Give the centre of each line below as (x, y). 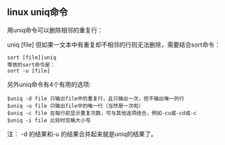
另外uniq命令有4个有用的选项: (49, 84)
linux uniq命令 (38, 12)
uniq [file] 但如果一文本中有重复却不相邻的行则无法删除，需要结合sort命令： (114, 44)
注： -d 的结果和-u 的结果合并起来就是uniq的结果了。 (82, 134)
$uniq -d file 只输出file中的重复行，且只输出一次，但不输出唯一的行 (96, 98)
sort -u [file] (29, 70)
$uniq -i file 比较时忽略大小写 (49, 120)
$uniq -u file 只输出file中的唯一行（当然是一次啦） (76, 106)
